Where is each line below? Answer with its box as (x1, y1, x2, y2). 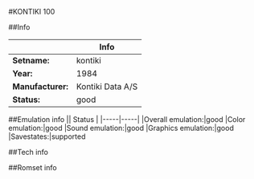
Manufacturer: (12, 81, 69, 92)
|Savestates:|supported (8, 132, 86, 141)
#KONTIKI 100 (8, 7, 55, 16)
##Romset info (8, 163, 58, 172)
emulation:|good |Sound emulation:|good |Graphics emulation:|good (8, 124, 235, 132)
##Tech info (8, 148, 48, 157)
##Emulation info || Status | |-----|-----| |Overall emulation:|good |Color (8, 115, 246, 124)
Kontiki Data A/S (76, 81, 138, 92)
